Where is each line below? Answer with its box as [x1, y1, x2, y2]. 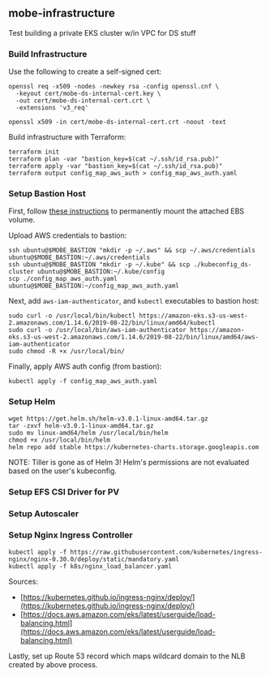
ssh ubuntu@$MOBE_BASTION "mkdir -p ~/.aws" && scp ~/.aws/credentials [8, 247, 255, 255]
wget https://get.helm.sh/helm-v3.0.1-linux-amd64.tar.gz [8, 414, 208, 423]
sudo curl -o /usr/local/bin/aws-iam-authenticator [8, 326, 186, 334]
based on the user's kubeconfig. [8, 466, 118, 476]
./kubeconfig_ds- [193, 261, 252, 269]
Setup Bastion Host [8, 188, 87, 200]
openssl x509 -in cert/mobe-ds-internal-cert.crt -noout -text [8, 118, 227, 127]
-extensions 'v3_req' [15, 104, 89, 112]
